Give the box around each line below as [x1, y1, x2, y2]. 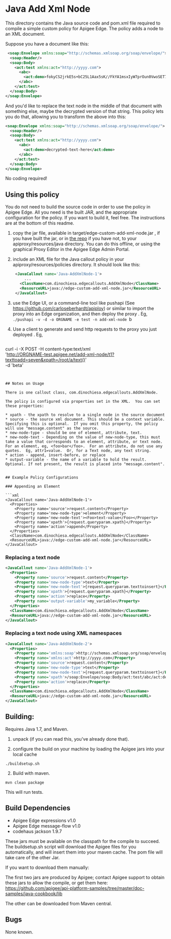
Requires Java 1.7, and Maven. [5, 726, 69, 732]
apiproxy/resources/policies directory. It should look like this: [12, 262, 140, 268]
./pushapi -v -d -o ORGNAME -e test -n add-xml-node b [12, 316, 132, 322]
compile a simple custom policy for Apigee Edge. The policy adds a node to [5, 25, 164, 31]
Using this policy [5, 190, 60, 199]
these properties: [5, 403, 44, 408]
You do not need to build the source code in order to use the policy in [5, 204, 151, 210]
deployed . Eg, [12, 331, 43, 337]
